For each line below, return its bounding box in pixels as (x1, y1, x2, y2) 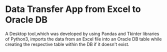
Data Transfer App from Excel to (5, 3, 141, 15)
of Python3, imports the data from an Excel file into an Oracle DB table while (5, 36, 162, 42)
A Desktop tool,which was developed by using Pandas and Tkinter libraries (5, 30, 159, 36)
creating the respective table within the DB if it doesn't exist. (5, 41, 129, 47)
